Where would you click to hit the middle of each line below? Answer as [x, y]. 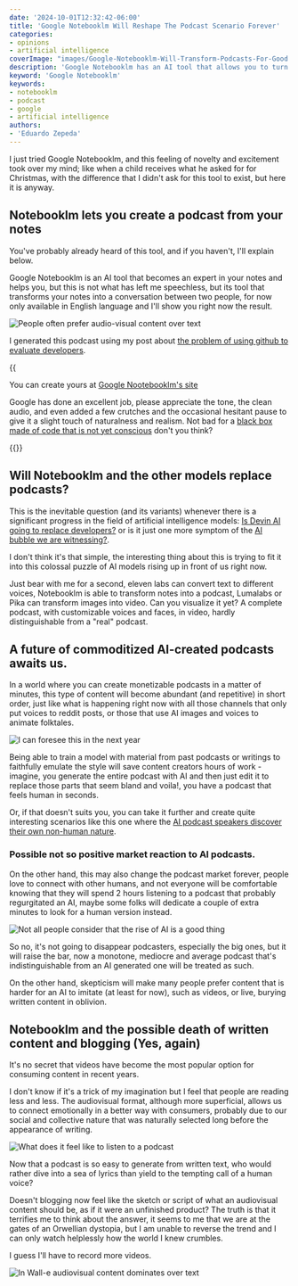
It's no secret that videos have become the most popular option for [132, 1065]
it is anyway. [32, 187]
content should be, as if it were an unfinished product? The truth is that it [143, 1210]
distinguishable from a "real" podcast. [79, 622]
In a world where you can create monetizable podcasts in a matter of [135, 685]
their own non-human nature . [63, 831]
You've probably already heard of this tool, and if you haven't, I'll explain [141, 251]
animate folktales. [41, 722]
